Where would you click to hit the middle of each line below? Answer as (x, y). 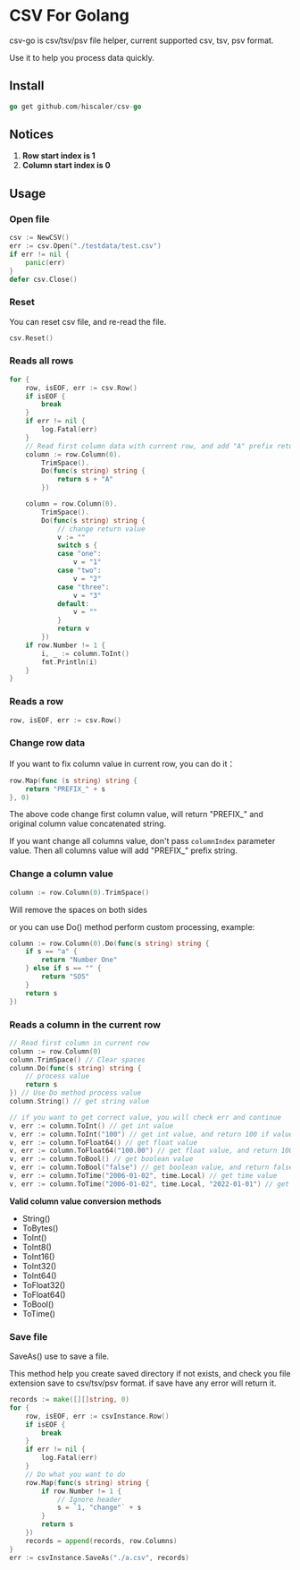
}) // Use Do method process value (75, 1093)
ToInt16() (38, 1256)
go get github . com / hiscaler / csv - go (75, 107)
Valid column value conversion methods (86, 1201)
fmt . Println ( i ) (70, 662)
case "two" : (79, 571)
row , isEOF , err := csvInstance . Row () (97, 1416)
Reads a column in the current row (85, 1024)
